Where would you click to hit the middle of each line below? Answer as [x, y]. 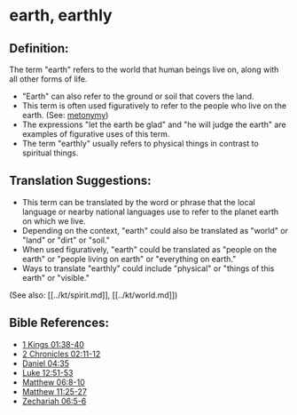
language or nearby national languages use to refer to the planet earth [150, 211]
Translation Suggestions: [81, 181]
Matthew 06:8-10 [54, 382]
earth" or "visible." [56, 277]
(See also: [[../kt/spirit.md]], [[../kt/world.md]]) [94, 295]
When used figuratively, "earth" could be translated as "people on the [149, 249]
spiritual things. [50, 153]
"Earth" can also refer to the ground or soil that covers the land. [138, 96]
